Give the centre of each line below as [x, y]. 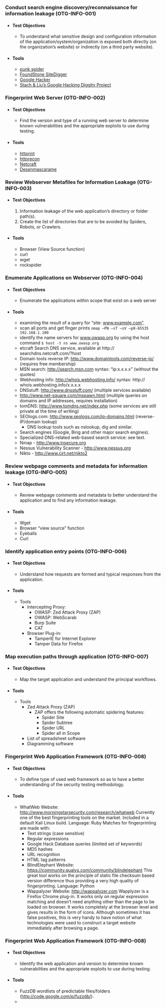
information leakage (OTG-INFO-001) [51, 13]
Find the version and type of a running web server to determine [84, 121]
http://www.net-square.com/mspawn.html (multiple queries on [83, 395]
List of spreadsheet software [56, 738]
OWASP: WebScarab [55, 617]
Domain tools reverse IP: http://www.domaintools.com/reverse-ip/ [87, 359]
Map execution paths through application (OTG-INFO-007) [77, 656]
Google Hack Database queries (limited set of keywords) [84, 844]
